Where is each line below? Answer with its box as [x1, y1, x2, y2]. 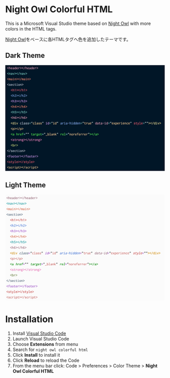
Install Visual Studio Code [12, 330, 66, 336]
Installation [5, 313, 54, 325]
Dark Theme [5, 51, 45, 60]
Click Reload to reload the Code [12, 357, 79, 363]
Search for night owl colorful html [12, 346, 89, 353]
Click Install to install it [12, 352, 60, 358]
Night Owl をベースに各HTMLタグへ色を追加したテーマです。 [5, 36, 131, 42]
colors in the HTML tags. [5, 25, 57, 31]
